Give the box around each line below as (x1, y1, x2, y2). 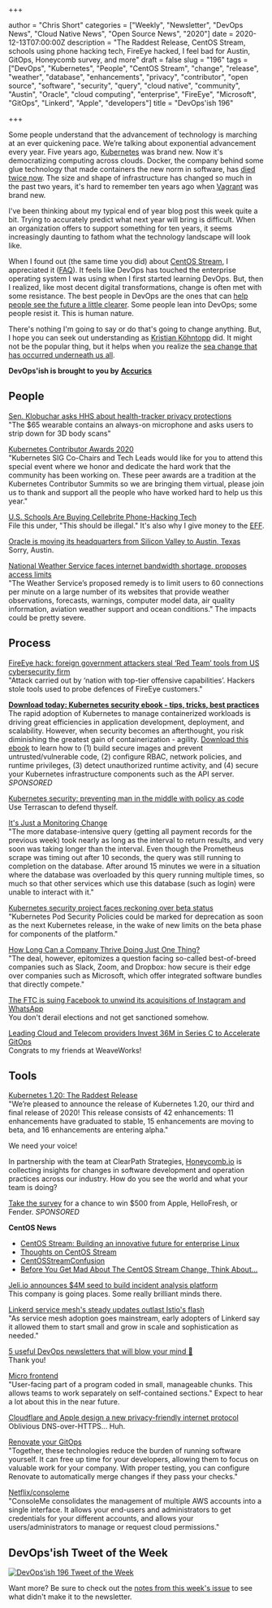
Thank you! (8, 1355, 46, 1365)
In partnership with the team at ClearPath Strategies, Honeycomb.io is (8, 1157, 242, 1166)
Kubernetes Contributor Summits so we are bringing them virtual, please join (8, 478, 265, 489)
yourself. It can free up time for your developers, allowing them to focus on (8, 1455, 259, 1465)
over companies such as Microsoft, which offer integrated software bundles (8, 970, 262, 980)
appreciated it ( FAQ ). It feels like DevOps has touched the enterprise (8, 266, 237, 275)
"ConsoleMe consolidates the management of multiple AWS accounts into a (8, 1496, 262, 1506)
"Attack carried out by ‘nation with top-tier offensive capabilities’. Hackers (8, 675, 256, 685)
